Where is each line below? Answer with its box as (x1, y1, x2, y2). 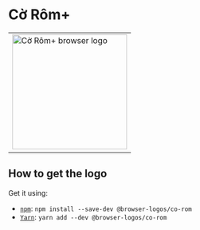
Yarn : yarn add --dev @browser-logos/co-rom (19, 212, 167, 221)
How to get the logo (8, 167, 108, 180)
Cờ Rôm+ (8, 6, 71, 24)
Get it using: (8, 188, 48, 197)
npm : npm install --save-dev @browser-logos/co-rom (19, 204, 193, 213)
